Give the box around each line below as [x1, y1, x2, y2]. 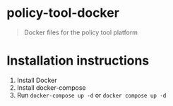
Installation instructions [6, 53, 150, 69]
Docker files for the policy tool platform [23, 28, 138, 37]
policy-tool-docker [6, 5, 119, 21]
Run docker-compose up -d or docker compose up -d [16, 91, 167, 99]
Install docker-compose [16, 83, 86, 92]
